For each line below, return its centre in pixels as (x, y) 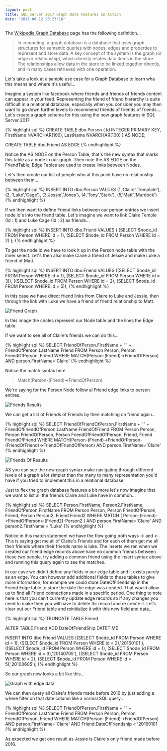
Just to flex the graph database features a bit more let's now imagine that (80, 490)
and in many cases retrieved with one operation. (67, 69)
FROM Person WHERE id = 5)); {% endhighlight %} (57, 286)
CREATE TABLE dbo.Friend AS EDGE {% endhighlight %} (63, 145)
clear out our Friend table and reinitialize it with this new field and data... (79, 609)
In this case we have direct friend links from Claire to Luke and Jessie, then (82, 296)
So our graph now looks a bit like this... (45, 674)
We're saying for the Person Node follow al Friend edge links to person (78, 390)
